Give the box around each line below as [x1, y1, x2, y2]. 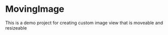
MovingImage [5, 3, 65, 15]
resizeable [5, 25, 27, 31]
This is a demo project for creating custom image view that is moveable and [5, 20, 163, 26]
